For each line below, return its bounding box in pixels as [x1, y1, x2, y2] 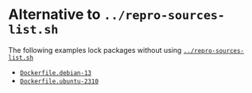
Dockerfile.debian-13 [19, 69, 91, 76]
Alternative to [8, 6, 101, 24]
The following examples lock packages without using [8, 45, 182, 54]
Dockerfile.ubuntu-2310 [19, 77, 99, 85]
